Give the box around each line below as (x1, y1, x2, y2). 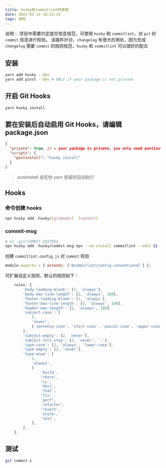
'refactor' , (40, 402, 65, 407)
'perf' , (40, 398, 56, 403)
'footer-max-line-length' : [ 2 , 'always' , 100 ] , (23, 301, 123, 306)
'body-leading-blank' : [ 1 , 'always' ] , (23, 287, 103, 292)
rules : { (14, 283, 32, 288)
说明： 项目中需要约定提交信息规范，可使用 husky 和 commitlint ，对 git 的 (5, 31, 157, 37)
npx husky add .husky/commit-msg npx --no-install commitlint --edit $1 (5, 244, 158, 249)
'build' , (40, 370, 58, 375)
